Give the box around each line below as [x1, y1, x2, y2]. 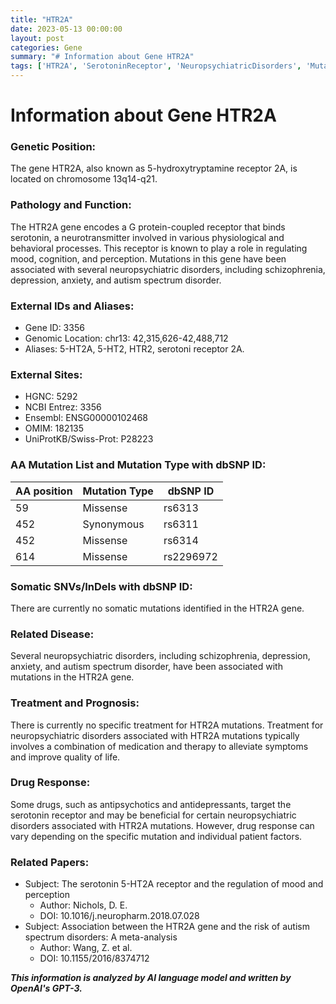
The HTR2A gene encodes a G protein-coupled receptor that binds [10, 221, 286, 233]
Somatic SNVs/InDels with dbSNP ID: [10, 579, 193, 593]
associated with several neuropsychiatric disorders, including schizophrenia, [10, 263, 326, 275]
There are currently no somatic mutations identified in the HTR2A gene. [10, 602, 305, 614]
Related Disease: [10, 627, 95, 641]
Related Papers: [10, 855, 90, 869]
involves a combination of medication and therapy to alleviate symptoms [10, 740, 309, 752]
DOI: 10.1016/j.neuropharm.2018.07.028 [39, 910, 200, 922]
